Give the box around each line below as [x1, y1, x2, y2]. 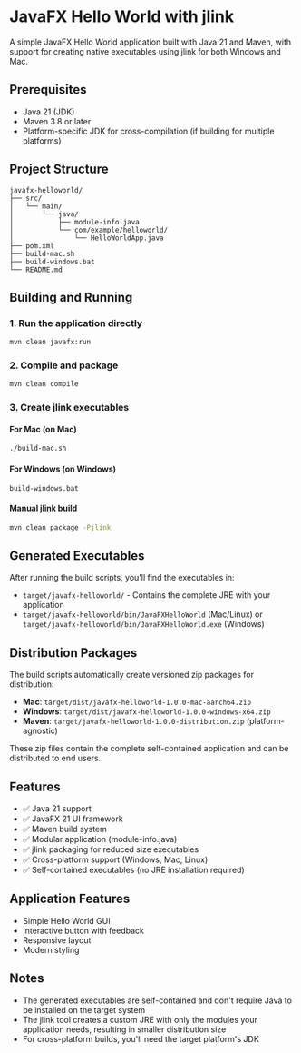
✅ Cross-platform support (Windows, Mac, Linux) [22, 854, 209, 865]
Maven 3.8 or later [22, 115, 92, 126]
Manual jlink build [9, 502, 78, 514]
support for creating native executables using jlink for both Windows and [9, 45, 281, 56]
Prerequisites [9, 82, 87, 97]
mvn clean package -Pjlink [9, 522, 112, 532]
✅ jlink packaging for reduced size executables [22, 844, 199, 855]
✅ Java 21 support [22, 803, 92, 814]
